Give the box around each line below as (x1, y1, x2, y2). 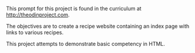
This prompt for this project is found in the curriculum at (6, 5, 142, 12)
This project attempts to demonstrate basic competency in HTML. (6, 41, 166, 47)
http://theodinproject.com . (6, 11, 70, 18)
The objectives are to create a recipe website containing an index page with (6, 23, 190, 29)
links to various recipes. (6, 29, 64, 36)
